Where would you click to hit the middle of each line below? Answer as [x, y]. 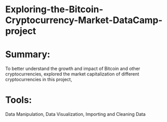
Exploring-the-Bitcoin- [54, 9]
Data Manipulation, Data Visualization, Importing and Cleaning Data [75, 114]
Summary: [28, 54]
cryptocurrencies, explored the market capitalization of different [72, 74]
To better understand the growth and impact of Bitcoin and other [73, 69]
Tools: [19, 100]
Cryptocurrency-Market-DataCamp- [84, 20]
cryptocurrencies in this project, [39, 80]
